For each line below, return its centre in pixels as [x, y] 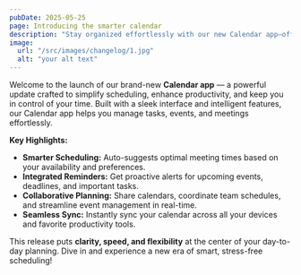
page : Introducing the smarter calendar [86, 26]
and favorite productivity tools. [79, 224]
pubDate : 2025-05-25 [48, 17]
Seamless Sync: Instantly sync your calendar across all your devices [150, 215]
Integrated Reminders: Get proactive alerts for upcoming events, [143, 176]
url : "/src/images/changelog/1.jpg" [86, 51]
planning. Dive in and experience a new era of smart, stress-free [144, 251]
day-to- [277, 241]
